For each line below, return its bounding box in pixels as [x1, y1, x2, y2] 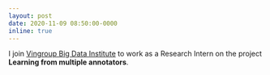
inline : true [8, 27, 53, 35]
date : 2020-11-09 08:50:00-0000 [8, 19, 118, 27]
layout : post [8, 11, 53, 20]
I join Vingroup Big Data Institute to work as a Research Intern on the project [8, 49, 262, 59]
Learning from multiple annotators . [8, 57, 129, 67]
